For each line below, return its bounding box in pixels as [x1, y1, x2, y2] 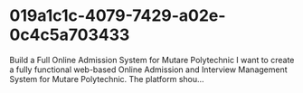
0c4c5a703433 [9, 24, 130, 45]
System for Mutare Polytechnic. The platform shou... [9, 73, 205, 84]
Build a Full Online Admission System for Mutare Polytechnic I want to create [9, 54, 295, 65]
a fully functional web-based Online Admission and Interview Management [9, 64, 288, 75]
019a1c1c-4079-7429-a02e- [9, 5, 226, 26]
